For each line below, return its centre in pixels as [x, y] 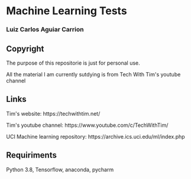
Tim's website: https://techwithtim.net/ [53, 113]
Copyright [25, 49]
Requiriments [32, 155]
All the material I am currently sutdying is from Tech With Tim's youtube [93, 74]
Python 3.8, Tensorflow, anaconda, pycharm [60, 170]
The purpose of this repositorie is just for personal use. [73, 63]
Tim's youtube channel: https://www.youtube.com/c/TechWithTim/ [87, 125]
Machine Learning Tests [67, 11]
